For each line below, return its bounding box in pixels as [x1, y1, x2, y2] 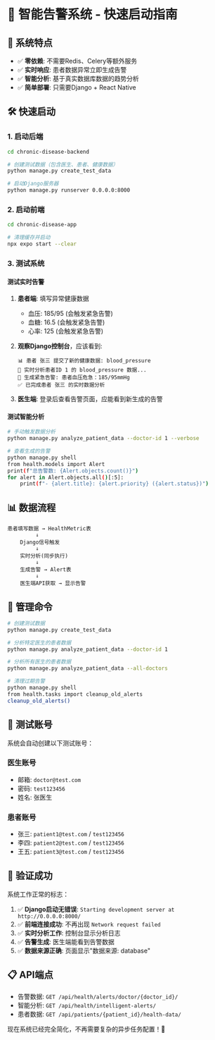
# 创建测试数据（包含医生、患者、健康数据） [7, 161, 119, 168]
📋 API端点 [7, 969, 54, 981]
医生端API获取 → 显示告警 [20, 580, 86, 587]
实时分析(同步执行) [20, 553, 69, 560]
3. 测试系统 [7, 258, 45, 268]
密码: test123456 [17, 784, 65, 793]
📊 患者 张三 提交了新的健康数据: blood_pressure [17, 357, 151, 365]
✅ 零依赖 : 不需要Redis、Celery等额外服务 [17, 57, 138, 65]
